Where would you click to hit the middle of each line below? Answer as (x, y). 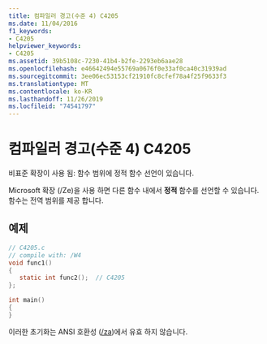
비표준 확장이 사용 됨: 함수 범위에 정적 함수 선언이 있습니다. (101, 173)
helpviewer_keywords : (45, 46)
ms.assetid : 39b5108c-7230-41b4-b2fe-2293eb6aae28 (96, 62)
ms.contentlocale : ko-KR (50, 91)
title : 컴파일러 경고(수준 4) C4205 (64, 16)
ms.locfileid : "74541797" (52, 106)
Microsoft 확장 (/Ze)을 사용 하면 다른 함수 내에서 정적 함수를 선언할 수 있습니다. (134, 191)
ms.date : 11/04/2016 (43, 24)
